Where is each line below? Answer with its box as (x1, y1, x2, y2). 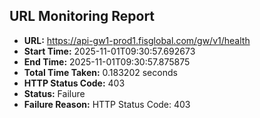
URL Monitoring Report (9, 8, 156, 25)
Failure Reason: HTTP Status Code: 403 (23, 98, 191, 110)
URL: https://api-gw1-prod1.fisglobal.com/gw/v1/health (23, 34, 251, 46)
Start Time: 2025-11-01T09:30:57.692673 (23, 45, 196, 57)
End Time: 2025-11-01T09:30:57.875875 (23, 55, 191, 68)
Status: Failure (23, 87, 86, 99)
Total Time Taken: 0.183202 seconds (23, 66, 178, 78)
